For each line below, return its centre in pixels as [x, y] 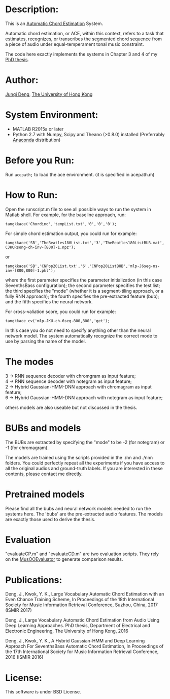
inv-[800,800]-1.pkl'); [30, 270]
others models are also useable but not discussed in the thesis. [71, 407]
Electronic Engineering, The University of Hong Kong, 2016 [67, 631]
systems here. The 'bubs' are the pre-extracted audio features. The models [84, 514]
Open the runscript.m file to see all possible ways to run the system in [78, 209]
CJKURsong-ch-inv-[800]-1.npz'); [41, 247]
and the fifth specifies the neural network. [49, 301]
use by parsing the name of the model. [46, 341]
